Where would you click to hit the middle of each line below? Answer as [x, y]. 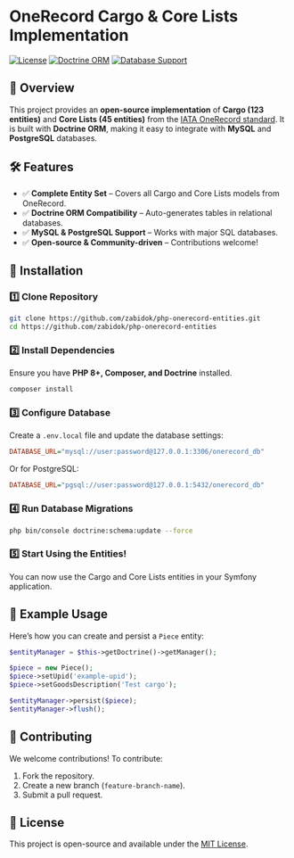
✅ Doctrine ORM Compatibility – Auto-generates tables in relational [147, 212]
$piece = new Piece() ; [51, 668]
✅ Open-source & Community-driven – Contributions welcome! [140, 242]
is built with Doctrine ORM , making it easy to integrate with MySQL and [140, 128]
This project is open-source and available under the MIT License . [129, 844]
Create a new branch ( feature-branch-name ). [103, 785]
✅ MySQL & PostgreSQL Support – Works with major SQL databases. [150, 232]
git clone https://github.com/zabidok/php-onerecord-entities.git [135, 318]
